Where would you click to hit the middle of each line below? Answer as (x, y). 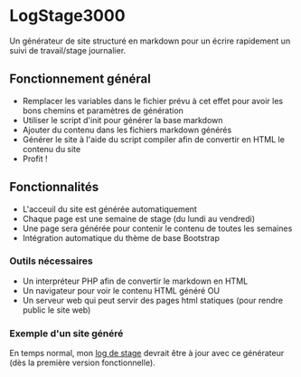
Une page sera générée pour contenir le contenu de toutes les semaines (157, 228)
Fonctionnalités (54, 187)
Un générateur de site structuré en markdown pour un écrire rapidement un (150, 41)
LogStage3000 (67, 16)
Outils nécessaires (51, 261)
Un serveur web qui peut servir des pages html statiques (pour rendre (152, 300)
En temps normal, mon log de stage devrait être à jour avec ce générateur (147, 353)
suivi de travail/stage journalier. (68, 50)
